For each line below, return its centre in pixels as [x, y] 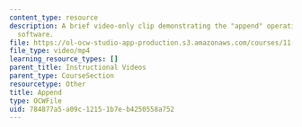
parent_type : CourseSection [62, 76]
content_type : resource [54, 17]
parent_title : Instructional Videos [78, 68]
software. [36, 34]
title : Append [36, 92]
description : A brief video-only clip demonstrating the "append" [136, 26]
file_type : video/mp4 [50, 51]
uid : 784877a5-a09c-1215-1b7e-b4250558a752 [92, 109]
